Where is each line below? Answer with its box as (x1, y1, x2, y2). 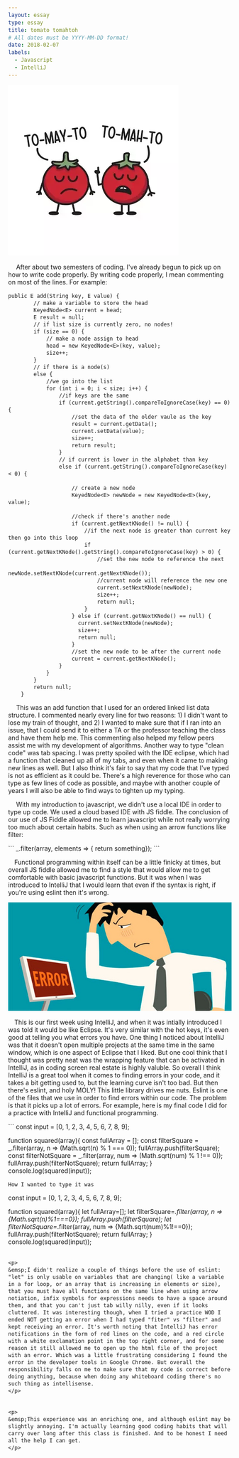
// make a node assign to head (45, 335, 139, 342)
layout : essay (8, 11, 50, 18)
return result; (71, 442, 116, 449)
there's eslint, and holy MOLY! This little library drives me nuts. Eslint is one (8, 1086, 228, 1095)
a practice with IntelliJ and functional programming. (8, 1109, 159, 1117)
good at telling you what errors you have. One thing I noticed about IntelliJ (8, 1033, 225, 1042)
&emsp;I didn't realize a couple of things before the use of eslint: (8, 1267, 221, 1274)
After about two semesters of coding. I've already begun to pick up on (16, 262, 221, 271)
